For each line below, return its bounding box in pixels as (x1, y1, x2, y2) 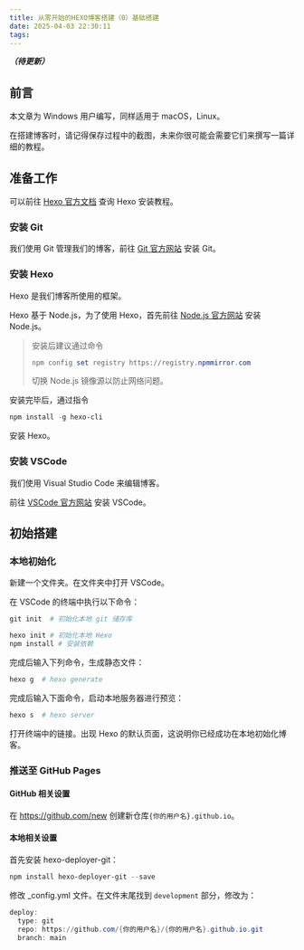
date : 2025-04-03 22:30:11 (9, 22, 111, 31)
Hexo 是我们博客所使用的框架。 (9, 290, 127, 301)
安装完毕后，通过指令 (9, 394, 89, 405)
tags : (9, 30, 30, 39)
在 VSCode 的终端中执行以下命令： (9, 596, 140, 607)
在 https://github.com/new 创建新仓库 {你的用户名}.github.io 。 (9, 810, 240, 821)
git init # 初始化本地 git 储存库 (9, 614, 133, 624)
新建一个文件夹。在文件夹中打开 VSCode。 (9, 577, 169, 588)
